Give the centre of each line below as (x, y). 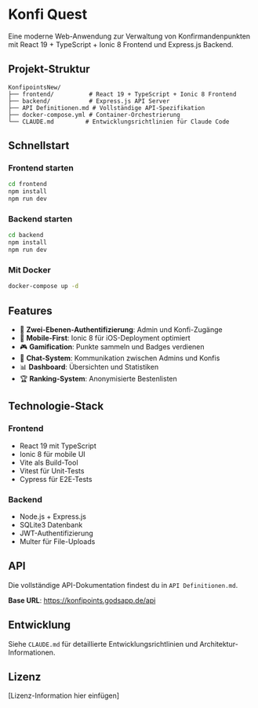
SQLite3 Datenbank (51, 524)
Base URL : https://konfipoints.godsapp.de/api (82, 600)
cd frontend (27, 184)
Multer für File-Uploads (57, 541)
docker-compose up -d (44, 286)
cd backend (26, 235)
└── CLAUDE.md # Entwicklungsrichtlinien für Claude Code (119, 122)
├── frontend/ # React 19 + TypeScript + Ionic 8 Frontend (122, 94)
